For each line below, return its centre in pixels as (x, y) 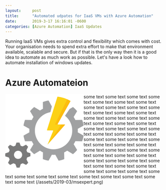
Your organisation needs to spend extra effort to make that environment (79, 47)
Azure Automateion (47, 83)
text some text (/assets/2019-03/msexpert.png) (54, 182)
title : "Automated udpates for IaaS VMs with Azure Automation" (79, 16)
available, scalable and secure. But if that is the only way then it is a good (81, 52)
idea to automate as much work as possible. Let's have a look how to (76, 57)
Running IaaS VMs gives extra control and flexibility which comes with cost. (83, 41)
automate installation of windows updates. (49, 63)
